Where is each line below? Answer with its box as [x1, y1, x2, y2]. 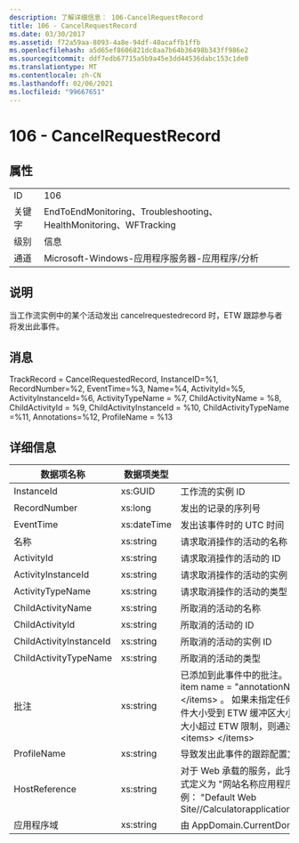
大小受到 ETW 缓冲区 [189, 706, 277, 719]
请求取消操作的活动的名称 [180, 535, 287, 548]
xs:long [120, 502, 151, 514]
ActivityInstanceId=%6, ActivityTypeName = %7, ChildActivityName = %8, [9, 393, 282, 404]
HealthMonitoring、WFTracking [44, 219, 176, 231]
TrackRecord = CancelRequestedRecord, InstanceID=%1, [9, 374, 219, 385]
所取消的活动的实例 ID [180, 635, 272, 647]
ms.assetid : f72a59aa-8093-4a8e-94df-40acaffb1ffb [9, 37, 201, 47]
